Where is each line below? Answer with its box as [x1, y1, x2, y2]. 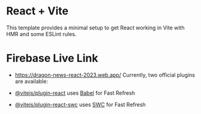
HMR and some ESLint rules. [6, 30, 77, 37]
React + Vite [6, 4, 69, 18]
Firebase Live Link [6, 52, 98, 65]
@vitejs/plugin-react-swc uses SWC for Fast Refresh [14, 101, 146, 108]
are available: [14, 77, 48, 85]
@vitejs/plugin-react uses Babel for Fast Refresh [14, 89, 136, 97]
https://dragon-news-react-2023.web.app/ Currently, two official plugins [14, 71, 195, 79]
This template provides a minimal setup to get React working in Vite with [6, 24, 185, 31]
